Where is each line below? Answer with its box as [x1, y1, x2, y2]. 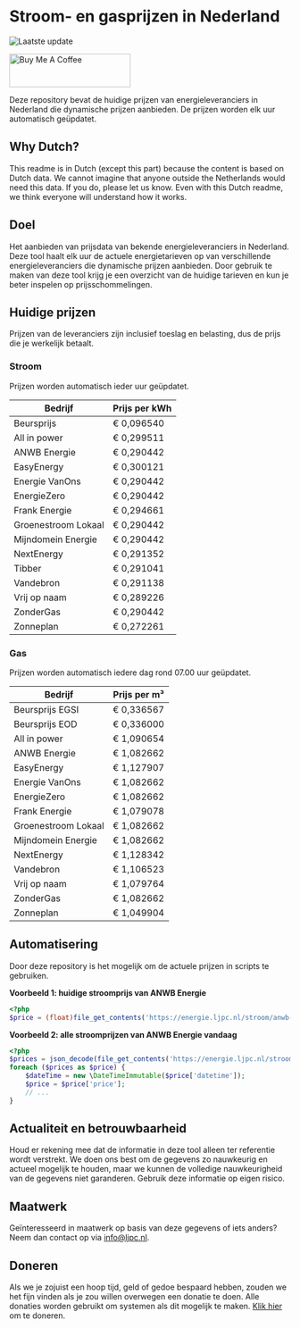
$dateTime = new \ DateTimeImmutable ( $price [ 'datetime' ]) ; [25, 1072, 246, 1081]
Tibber [13, 562, 42, 574]
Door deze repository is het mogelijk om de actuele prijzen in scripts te [9, 960, 270, 971]
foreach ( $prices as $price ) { [9, 1063, 126, 1073]
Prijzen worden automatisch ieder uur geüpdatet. [9, 380, 189, 391]
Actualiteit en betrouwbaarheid [9, 1121, 187, 1136]
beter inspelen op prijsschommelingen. [9, 279, 154, 289]
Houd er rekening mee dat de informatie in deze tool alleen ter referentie [9, 1145, 275, 1156]
